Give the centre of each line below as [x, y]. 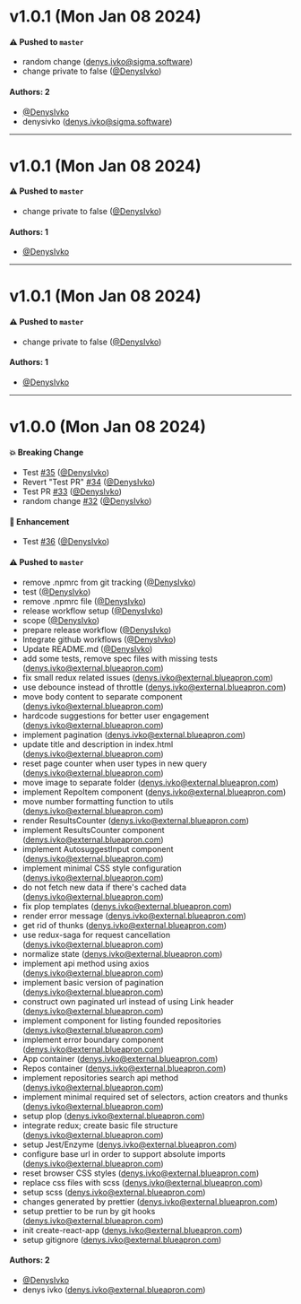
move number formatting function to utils [98, 801]
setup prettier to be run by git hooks [89, 1211]
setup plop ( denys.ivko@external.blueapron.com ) [114, 1116]
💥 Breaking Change [47, 452]
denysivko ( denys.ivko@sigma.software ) [97, 121]
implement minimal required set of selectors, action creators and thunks [155, 1097]
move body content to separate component [102, 696]
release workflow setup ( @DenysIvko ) [93, 611]
